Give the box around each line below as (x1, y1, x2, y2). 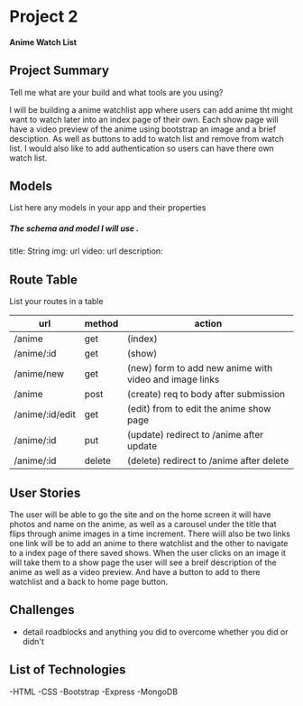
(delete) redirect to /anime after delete (127, 454, 289, 467)
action (194, 318, 223, 330)
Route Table (9, 272, 78, 287)
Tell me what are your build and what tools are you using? (9, 87, 224, 98)
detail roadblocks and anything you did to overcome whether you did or (22, 626, 289, 637)
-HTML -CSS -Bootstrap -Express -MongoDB (9, 686, 179, 697)
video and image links (127, 373, 220, 386)
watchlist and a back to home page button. (9, 576, 169, 587)
